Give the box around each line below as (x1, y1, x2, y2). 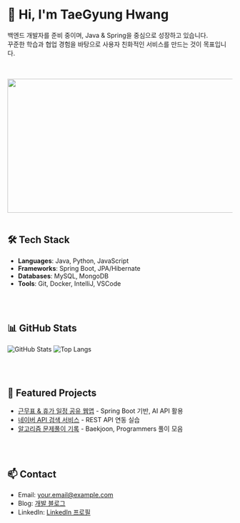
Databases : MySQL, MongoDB (17, 272, 109, 280)
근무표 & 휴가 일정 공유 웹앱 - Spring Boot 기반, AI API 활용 (17, 407, 184, 415)
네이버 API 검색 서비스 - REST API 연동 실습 (17, 416, 141, 424)
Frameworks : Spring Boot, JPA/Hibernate (17, 264, 141, 272)
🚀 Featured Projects (7, 387, 97, 399)
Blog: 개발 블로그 (17, 499, 66, 508)
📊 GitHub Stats (7, 322, 77, 334)
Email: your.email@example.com (17, 491, 114, 499)
